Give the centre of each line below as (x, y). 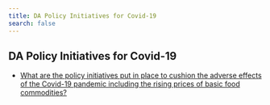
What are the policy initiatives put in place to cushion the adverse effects (141, 76)
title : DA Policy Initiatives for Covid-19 (83, 16)
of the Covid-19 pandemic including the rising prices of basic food (130, 84)
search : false (32, 23)
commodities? (43, 93)
